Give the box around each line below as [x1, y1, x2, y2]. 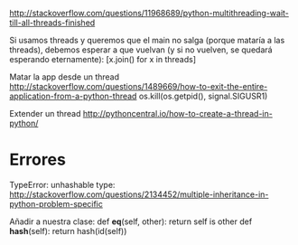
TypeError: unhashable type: [9, 179, 116, 190]
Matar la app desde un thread [9, 71, 120, 82]
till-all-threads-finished [9, 17, 96, 28]
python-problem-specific [9, 198, 104, 209]
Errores [9, 149, 66, 170]
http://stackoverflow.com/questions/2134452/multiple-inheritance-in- [9, 189, 269, 200]
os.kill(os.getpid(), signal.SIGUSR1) [138, 90, 268, 101]
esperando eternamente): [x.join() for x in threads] [9, 54, 197, 64]
